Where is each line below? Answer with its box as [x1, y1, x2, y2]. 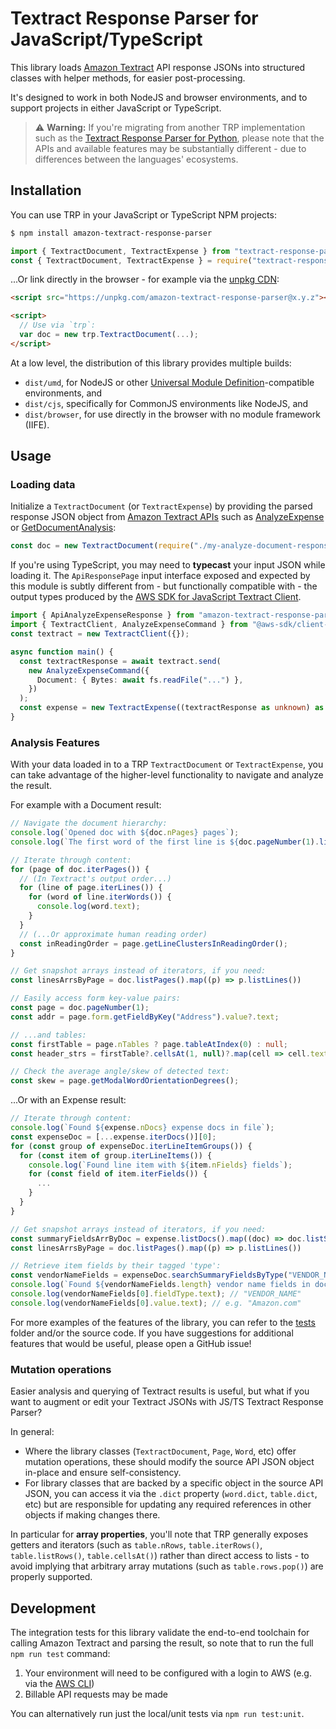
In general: [10, 1426, 55, 1438]
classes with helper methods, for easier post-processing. [10, 72, 246, 84]
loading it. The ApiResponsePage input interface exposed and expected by [10, 570, 311, 582]
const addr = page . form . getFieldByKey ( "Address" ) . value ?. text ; [10, 1012, 280, 1022]
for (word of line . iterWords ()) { [28, 892, 172, 902]
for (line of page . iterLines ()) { [19, 883, 163, 893]
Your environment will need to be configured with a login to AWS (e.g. [24, 1667, 312, 1679]
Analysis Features [10, 735, 100, 749]
